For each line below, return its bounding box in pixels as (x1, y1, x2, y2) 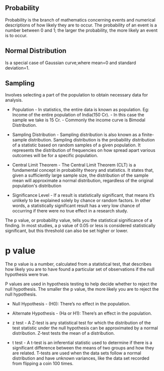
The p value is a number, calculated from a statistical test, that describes (5, 261, 152, 267)
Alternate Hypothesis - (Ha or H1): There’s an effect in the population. (12, 310, 152, 316)
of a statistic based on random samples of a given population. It (12, 142, 141, 148)
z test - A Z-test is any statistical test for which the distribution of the (12, 320, 151, 326)
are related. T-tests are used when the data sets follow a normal (12, 350, 141, 356)
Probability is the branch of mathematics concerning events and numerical (5, 17, 156, 23)
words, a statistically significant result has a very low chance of (12, 203, 141, 209)
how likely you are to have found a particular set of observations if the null (5, 266, 155, 272)
